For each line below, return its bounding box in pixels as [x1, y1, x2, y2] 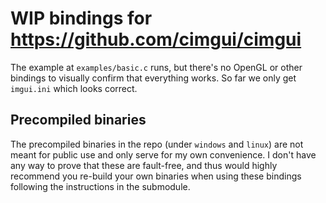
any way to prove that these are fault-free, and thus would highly [10, 159, 278, 171]
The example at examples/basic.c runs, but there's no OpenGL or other [10, 61, 303, 73]
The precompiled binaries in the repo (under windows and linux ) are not [10, 138, 304, 150]
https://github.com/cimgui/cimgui [10, 28, 302, 51]
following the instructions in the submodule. [10, 180, 191, 192]
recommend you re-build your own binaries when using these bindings [10, 170, 302, 182]
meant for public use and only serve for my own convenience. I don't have [10, 148, 317, 161]
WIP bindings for [10, 7, 153, 30]
